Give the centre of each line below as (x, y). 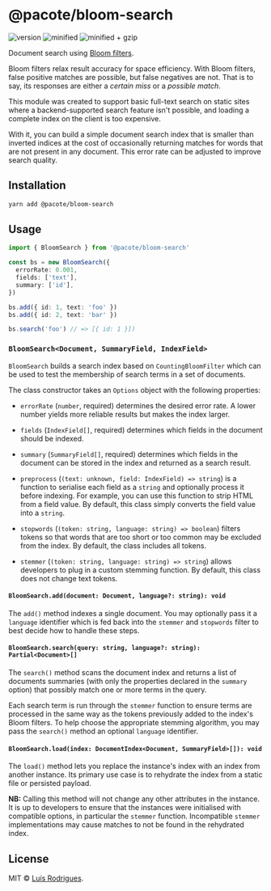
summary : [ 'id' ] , (45, 285)
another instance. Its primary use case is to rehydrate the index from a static (135, 775)
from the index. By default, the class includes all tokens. (113, 545)
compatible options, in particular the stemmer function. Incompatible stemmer (134, 816)
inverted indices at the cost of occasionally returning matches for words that (135, 142)
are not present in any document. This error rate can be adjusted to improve (135, 151)
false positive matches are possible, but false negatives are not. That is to (131, 77)
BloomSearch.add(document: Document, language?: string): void (117, 596)
